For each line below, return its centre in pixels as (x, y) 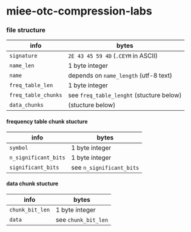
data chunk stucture (32, 184)
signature (23, 56)
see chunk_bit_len (82, 219)
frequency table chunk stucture (47, 122)
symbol (19, 147)
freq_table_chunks (36, 95)
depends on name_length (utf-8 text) (120, 76)
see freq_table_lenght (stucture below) (125, 95)
